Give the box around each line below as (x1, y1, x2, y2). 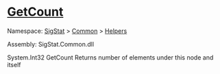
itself (7, 60, 21, 69)
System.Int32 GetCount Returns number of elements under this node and (7, 53, 214, 62)
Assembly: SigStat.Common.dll (7, 40, 95, 48)
